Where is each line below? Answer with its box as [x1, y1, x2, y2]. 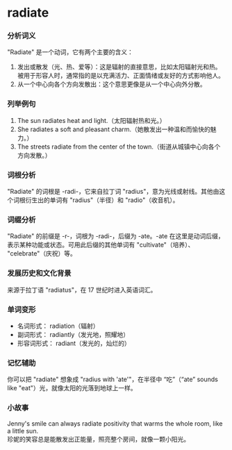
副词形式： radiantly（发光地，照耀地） [17, 330, 130, 338]
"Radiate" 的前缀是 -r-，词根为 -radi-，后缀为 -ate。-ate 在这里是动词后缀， [7, 232, 224, 240]
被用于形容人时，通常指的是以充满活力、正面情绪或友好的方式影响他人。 [17, 72, 224, 80]
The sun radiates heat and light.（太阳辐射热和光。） [17, 116, 166, 124]
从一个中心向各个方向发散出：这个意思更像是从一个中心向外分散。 [17, 80, 206, 88]
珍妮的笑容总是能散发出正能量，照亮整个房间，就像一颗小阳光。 [7, 435, 190, 443]
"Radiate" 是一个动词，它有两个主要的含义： [7, 48, 134, 56]
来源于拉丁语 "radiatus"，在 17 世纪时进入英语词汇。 [7, 285, 157, 294]
